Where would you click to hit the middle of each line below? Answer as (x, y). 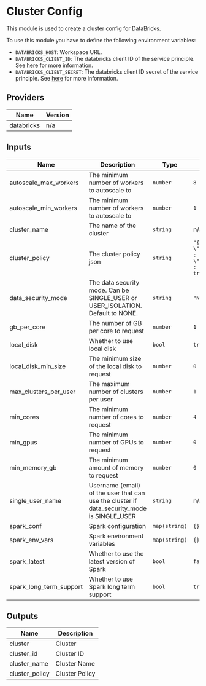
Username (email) (115, 485)
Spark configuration (117, 526)
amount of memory (116, 467)
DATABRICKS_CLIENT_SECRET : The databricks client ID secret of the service (107, 71)
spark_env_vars (32, 540)
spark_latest (27, 561)
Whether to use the (116, 553)
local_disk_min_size (38, 366)
